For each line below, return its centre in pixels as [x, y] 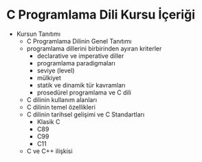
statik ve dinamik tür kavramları [81, 85]
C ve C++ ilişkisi [49, 151]
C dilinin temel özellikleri [61, 107]
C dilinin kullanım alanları [62, 99]
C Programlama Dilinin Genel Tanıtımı [79, 41]
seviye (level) [56, 70]
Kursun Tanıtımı [38, 34]
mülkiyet [49, 78]
